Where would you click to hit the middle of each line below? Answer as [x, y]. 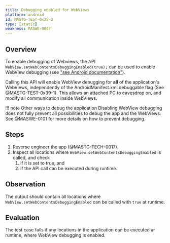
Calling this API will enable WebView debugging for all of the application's [82, 82]
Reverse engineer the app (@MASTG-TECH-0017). [65, 147]
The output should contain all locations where [53, 196]
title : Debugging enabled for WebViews [47, 10]
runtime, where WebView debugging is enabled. [55, 235]
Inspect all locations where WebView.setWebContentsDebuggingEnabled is [87, 152]
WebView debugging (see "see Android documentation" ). [65, 72]
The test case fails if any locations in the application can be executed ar [80, 230]
